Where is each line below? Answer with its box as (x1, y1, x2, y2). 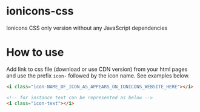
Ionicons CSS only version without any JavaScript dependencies (6, 24, 168, 31)
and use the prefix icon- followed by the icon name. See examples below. (6, 71, 190, 79)
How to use (6, 45, 64, 59)
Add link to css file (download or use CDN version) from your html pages (6, 65, 188, 73)
